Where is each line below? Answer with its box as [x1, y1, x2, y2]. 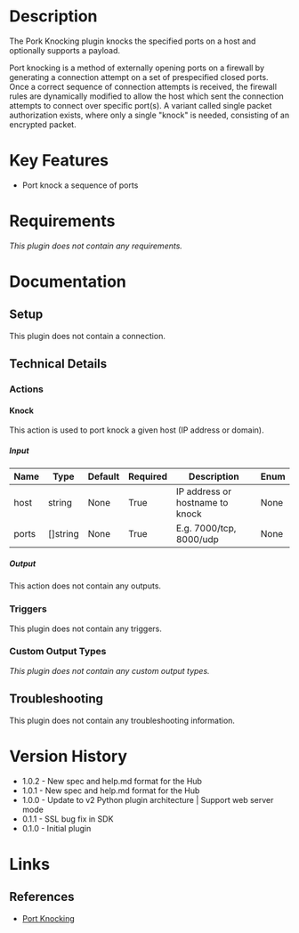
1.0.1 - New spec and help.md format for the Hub [21, 785, 200, 796]
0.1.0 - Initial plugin [21, 823, 92, 833]
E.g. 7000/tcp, [175, 523, 237, 535]
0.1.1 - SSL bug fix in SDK [21, 813, 114, 824]
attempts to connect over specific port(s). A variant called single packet [9, 100, 272, 110]
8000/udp [175, 533, 220, 546]
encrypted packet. [9, 118, 77, 130]
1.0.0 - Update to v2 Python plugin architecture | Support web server [21, 794, 274, 805]
